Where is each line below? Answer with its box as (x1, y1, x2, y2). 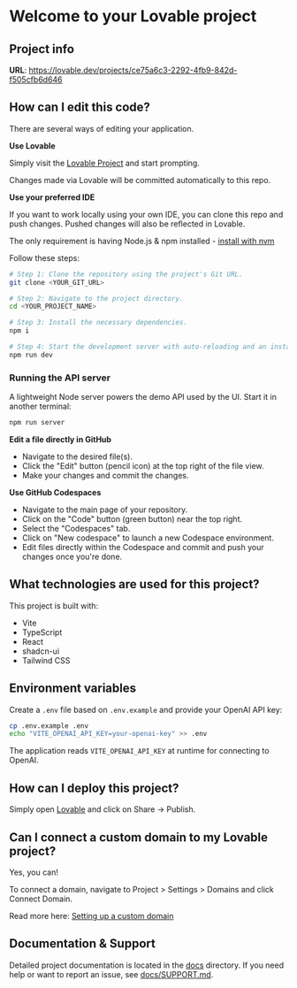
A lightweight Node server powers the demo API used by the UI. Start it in (9, 392, 277, 402)
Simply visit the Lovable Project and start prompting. (9, 157, 201, 168)
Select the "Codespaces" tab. (21, 523, 131, 533)
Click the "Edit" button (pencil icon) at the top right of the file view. (21, 460, 264, 471)
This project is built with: (9, 600, 99, 611)
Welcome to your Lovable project (9, 6, 257, 27)
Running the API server (9, 371, 110, 384)
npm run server (9, 418, 65, 427)
